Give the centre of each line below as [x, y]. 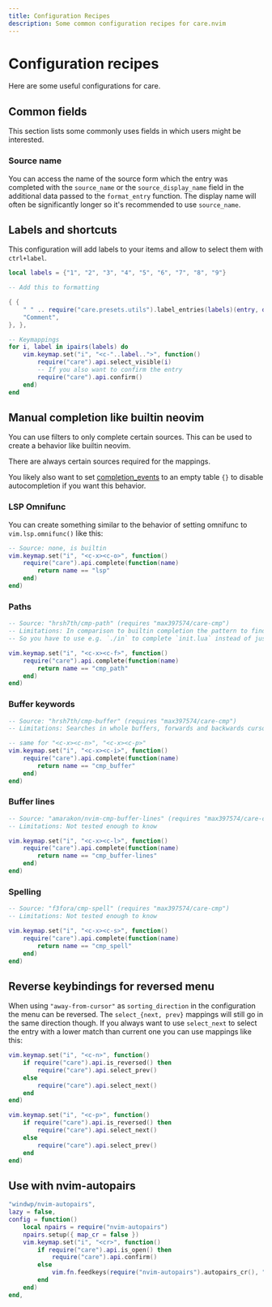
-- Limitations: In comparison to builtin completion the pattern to [128, 631]
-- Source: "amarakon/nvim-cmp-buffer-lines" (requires [104, 818]
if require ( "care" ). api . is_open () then [105, 1250]
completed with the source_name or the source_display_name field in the [126, 187]
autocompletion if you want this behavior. [77, 486]
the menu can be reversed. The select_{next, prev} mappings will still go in [136, 1015]
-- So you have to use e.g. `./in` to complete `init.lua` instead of [130, 639]
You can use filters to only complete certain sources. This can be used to [130, 437]
